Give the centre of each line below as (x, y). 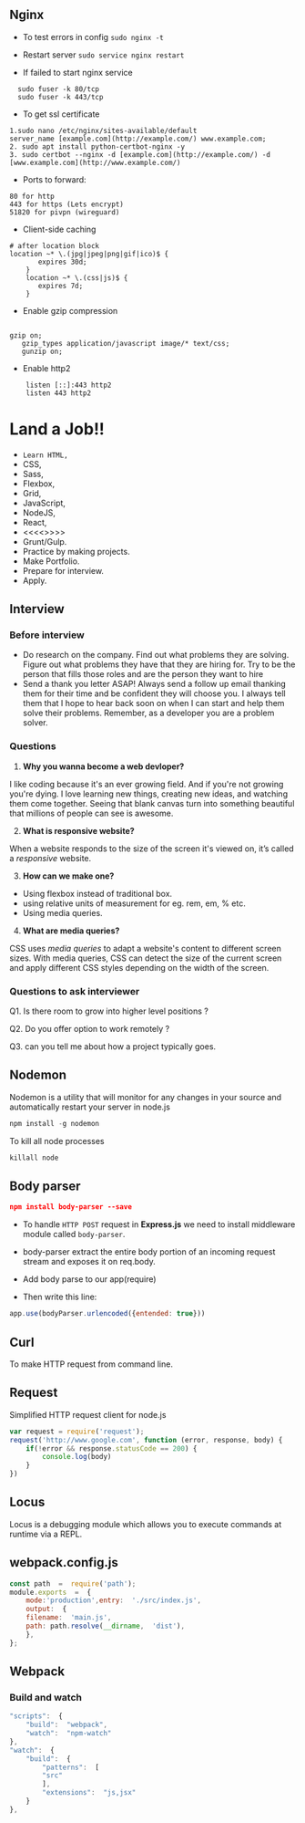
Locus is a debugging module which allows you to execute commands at (146, 1524)
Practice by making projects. (76, 551)
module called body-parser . (74, 1234)
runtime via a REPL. (46, 1534)
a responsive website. (51, 858)
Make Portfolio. (51, 561)
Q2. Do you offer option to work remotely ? (90, 1029)
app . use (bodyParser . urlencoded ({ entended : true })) (107, 1314)
